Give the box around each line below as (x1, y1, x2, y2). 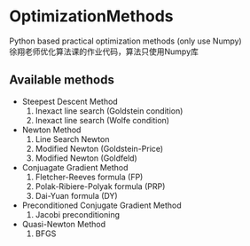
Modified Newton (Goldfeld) (35, 153, 137, 163)
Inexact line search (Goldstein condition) (35, 105, 184, 116)
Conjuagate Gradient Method (21, 162, 129, 172)
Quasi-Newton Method (21, 218, 106, 229)
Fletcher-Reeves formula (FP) (35, 171, 144, 182)
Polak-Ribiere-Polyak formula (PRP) (35, 180, 166, 192)
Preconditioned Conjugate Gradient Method (21, 200, 182, 210)
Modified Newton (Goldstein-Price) (35, 143, 164, 154)
